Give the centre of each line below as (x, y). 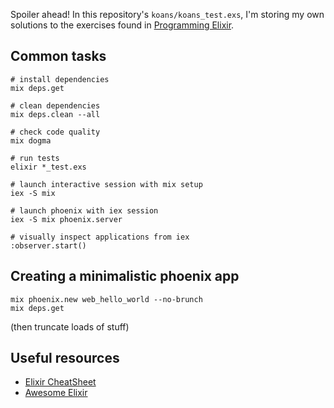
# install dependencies (60, 79)
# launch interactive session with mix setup (106, 184)
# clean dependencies (55, 105)
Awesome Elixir (56, 393)
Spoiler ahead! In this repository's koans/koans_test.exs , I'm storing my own (167, 14)
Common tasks (58, 56)
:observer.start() (48, 245)
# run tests (35, 158)
